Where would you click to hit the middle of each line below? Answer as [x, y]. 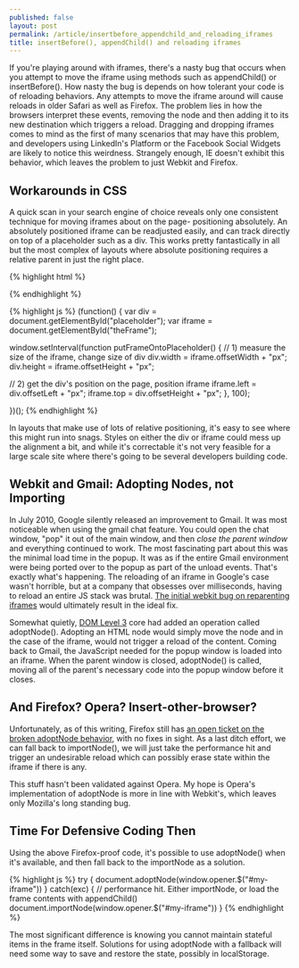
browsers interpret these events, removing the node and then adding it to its [149, 115]
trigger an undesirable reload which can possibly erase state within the [140, 757]
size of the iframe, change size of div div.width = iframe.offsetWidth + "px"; [148, 357]
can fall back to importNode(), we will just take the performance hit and [140, 748]
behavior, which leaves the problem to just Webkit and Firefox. [124, 162]
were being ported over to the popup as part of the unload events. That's [144, 567]
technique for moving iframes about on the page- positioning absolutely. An [149, 222]
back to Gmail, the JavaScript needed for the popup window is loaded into [146, 650]
